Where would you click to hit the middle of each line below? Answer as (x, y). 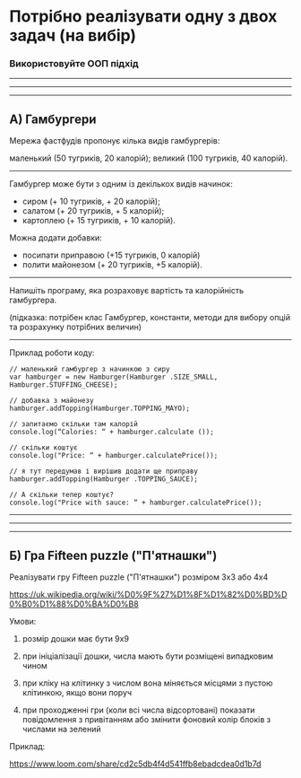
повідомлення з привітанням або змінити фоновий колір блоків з (146, 720)
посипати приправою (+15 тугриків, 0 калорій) (111, 255)
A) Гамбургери (53, 119)
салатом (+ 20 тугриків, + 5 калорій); (93, 211)
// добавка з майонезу (52, 401)
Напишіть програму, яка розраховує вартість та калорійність (127, 291)
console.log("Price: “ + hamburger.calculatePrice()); (114, 456)
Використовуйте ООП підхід (74, 64)
